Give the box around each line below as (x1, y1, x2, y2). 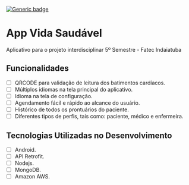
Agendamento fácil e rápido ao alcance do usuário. (14, 99, 140, 106)
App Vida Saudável (6, 27, 102, 40)
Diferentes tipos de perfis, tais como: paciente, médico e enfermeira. (14, 113, 184, 120)
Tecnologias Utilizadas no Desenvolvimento (6, 130, 172, 140)
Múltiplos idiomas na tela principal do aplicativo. (14, 86, 133, 93)
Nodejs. (14, 159, 34, 167)
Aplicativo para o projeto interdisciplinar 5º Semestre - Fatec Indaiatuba (6, 46, 182, 53)
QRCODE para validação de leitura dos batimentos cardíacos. (14, 79, 165, 86)
